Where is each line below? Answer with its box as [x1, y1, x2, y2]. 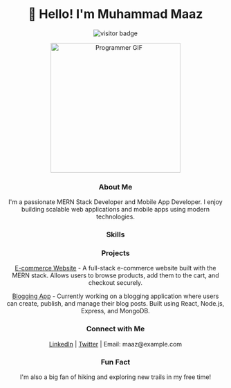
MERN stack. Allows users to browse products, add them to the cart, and [12, 271, 219, 279]
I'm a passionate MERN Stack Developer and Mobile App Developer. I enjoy [8, 198, 223, 206]
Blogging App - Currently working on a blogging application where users [12, 292, 219, 300]
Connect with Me [86, 324, 145, 334]
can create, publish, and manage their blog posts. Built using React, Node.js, [6, 299, 225, 308]
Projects [101, 248, 130, 258]
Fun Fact [100, 357, 131, 367]
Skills [106, 230, 125, 239]
